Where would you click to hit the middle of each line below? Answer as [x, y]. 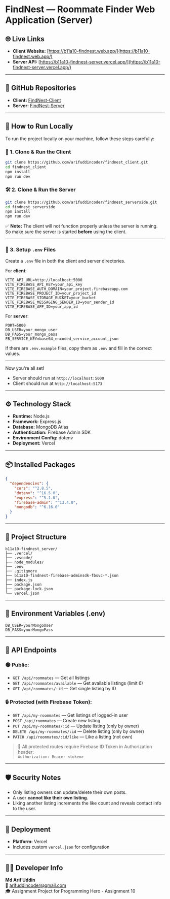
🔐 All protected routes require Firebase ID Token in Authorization [85, 746]
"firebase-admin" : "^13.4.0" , [46, 502]
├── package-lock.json [29, 589]
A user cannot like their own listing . [50, 798]
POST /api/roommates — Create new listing [56, 720]
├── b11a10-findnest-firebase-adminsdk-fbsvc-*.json [62, 575]
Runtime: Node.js [31, 416]
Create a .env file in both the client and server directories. [65, 261]
